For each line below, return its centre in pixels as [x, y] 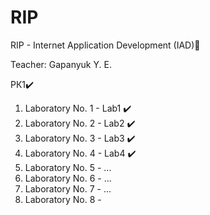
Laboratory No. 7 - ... [68, 188]
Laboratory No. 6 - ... [68, 178]
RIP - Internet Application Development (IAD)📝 [105, 45]
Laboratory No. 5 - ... [68, 167]
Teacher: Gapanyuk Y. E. [61, 64]
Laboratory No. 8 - [63, 199]
